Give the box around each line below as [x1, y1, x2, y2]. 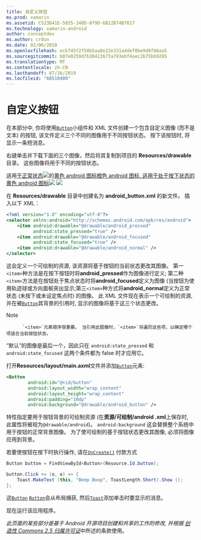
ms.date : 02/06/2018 [6, 43, 58, 48]
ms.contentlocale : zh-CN [6, 64, 68, 71]
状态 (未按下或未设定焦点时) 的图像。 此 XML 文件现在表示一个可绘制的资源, [6, 292, 193, 299]
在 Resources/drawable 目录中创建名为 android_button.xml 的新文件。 [6, 192, 184, 199]
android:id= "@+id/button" [28, 380, 93, 386]
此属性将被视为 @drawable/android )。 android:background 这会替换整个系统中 [6, 421, 194, 428]
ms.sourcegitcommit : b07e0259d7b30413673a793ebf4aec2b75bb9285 [6, 53, 167, 59]
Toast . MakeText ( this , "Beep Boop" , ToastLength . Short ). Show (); [17, 477, 184, 483]
